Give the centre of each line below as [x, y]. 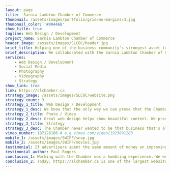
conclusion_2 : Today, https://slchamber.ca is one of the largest [77, 161]
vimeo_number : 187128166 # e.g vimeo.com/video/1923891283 [69, 133]
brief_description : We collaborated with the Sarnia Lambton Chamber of [84, 52]
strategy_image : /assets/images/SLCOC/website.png [60, 95]
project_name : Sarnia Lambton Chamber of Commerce [60, 39]
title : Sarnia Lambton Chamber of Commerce [53, 15]
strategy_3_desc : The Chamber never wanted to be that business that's [83, 128]
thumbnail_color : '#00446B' [35, 24]
